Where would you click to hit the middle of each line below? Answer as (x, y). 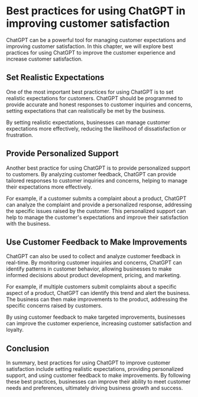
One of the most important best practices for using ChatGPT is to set (90, 92)
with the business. (28, 223)
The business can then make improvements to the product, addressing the (97, 299)
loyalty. (15, 330)
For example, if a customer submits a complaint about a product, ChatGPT (96, 198)
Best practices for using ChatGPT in (96, 11)
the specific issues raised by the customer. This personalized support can (96, 211)
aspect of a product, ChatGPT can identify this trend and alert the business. (98, 293)
